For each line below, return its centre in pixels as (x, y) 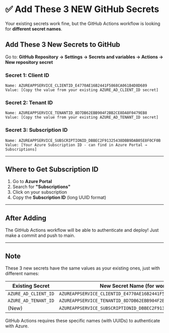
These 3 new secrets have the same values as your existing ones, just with (82, 268)
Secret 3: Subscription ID (36, 130)
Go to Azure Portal (32, 182)
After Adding (26, 218)
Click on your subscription (40, 192)
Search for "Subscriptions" (41, 187)
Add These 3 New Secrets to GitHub (63, 45)
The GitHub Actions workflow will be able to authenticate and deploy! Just (82, 230)
